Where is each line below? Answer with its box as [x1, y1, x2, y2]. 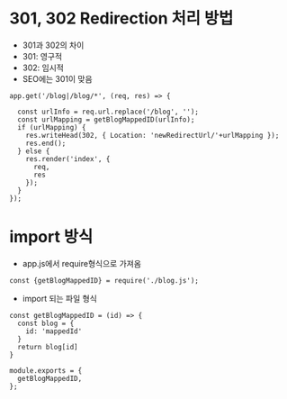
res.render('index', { [25, 154, 111, 163]
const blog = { [17, 319, 75, 328]
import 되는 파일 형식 [22, 293, 97, 304]
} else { [17, 146, 50, 156]
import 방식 [9, 227, 94, 248]
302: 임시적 [22, 62, 65, 73]
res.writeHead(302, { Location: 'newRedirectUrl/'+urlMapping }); [25, 131, 280, 140]
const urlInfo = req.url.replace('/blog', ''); [17, 107, 200, 116]
